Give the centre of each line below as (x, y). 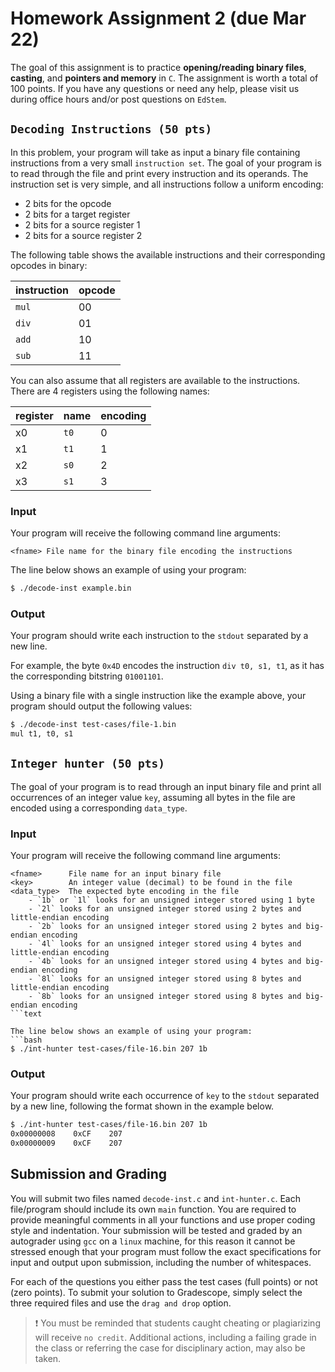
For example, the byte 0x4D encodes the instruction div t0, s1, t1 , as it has (167, 666)
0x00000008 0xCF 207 (66, 1134)
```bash (26, 1040)
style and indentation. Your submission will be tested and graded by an (156, 1230)
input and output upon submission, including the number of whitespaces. (161, 1262)
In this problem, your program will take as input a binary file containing (155, 152)
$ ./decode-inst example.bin (71, 588)
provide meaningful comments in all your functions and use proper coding (163, 1219)
